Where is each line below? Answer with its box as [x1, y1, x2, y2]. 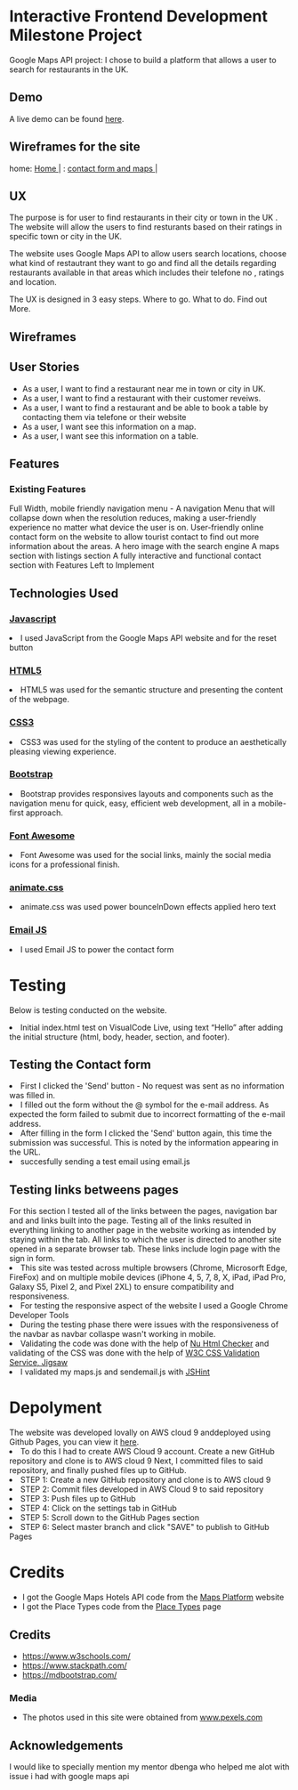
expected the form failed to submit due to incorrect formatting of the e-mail [9, 1109, 286, 1120]
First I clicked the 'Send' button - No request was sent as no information [20, 1081, 285, 1091]
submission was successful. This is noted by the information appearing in [9, 1138, 278, 1148]
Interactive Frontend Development [9, 6, 269, 27]
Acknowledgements [9, 1737, 124, 1753]
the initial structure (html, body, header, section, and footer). [9, 1031, 230, 1042]
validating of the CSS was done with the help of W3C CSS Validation [9, 1348, 261, 1358]
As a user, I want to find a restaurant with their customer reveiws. [21, 393, 262, 403]
